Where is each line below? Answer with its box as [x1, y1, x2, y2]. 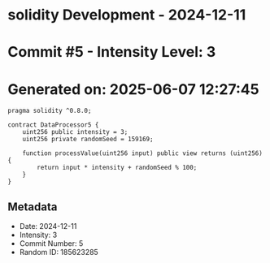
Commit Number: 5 [19, 239, 84, 248]
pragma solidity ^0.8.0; [7, 107, 92, 115]
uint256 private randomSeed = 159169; [22, 136, 154, 144]
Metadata [7, 200, 58, 213]
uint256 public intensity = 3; [22, 128, 128, 136]
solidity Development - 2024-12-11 [7, 6, 246, 24]
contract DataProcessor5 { [7, 121, 99, 129]
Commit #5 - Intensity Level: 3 [7, 43, 216, 62]
